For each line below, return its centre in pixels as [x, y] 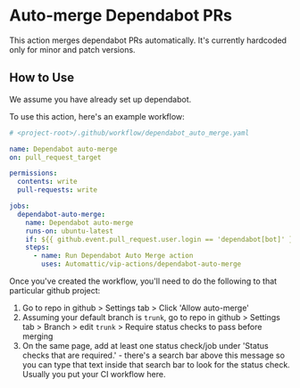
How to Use [42, 78]
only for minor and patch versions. [72, 49]
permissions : [33, 173]
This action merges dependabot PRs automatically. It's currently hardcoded [148, 40]
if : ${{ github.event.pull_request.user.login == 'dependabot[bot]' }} [161, 239]
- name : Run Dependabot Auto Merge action [113, 256]
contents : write [47, 182]
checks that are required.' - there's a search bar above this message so [154, 355]
